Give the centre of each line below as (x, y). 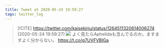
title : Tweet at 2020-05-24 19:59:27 (44, 10)
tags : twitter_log (24, 14)
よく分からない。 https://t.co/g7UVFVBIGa (65, 40)
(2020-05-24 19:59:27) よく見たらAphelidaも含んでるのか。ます (86, 34)
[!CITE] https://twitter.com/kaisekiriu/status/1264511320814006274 (86, 28)
